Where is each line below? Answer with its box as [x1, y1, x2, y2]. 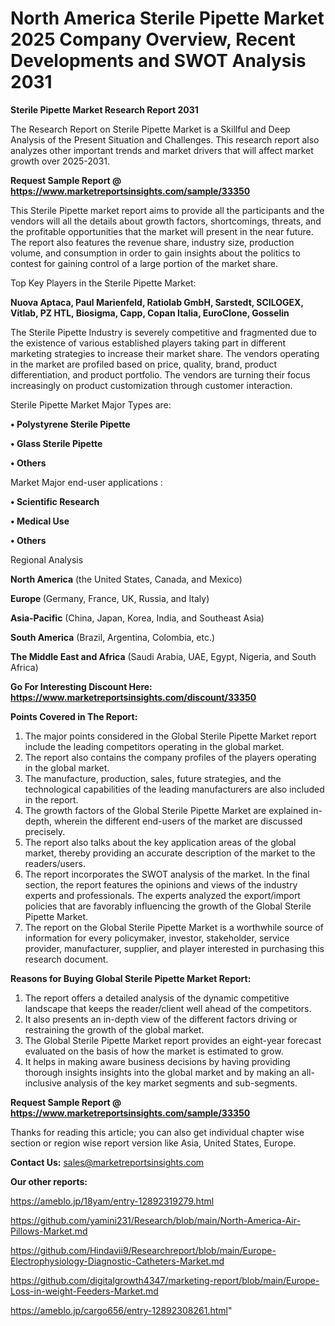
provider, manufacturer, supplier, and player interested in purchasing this [24, 942, 325, 954]
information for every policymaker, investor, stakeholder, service [24, 932, 290, 944]
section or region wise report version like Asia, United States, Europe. [10, 1137, 297, 1149]
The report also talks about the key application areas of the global [24, 836, 297, 848]
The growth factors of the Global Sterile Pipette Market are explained [24, 804, 309, 816]
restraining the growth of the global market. [24, 1023, 205, 1036]
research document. [24, 953, 109, 965]
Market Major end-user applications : [10, 476, 163, 488]
